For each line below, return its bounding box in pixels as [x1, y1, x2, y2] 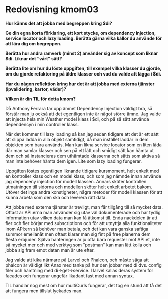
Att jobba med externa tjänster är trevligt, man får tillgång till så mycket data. [5, 204, 163, 210]
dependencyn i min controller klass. [5, 121, 79, 127]
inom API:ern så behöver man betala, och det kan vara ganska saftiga [5, 226, 149, 232]
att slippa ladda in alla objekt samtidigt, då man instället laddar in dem [5, 136, 149, 142]
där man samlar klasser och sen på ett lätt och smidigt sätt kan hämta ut [5, 147, 154, 153]
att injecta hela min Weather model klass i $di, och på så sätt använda [5, 116, 149, 122]
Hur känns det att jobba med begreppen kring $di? [5, 20, 112, 26]
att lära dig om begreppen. [5, 40, 62, 46]
